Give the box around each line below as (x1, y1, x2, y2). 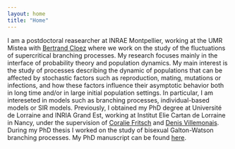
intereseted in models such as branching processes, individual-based (7, 96, 210, 104)
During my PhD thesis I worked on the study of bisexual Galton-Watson (7, 126, 214, 134)
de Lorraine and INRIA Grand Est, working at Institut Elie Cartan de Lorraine (7, 110, 226, 119)
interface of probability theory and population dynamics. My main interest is (7, 58, 228, 67)
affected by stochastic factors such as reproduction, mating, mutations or (7, 73, 221, 82)
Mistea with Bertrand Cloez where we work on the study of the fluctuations (7, 44, 226, 52)
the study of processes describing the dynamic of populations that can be (7, 66, 223, 74)
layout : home (7, 10, 46, 18)
